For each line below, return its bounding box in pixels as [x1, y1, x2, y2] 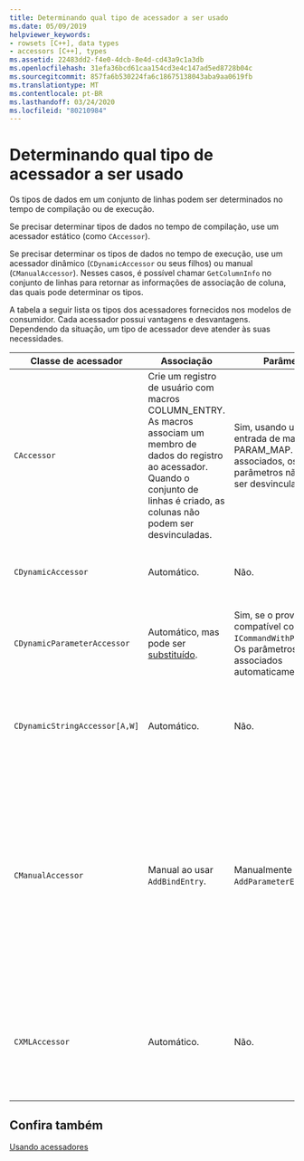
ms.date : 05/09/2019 [9, 22, 88, 31]
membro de [147, 438, 197, 451]
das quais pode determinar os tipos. [9, 287, 144, 298]
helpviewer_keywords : [9, 30, 91, 39]
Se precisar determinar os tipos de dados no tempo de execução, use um [9, 248, 283, 259]
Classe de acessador [30, 355, 123, 368]
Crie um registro [147, 370, 217, 383]
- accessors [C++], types [9, 47, 107, 56]
